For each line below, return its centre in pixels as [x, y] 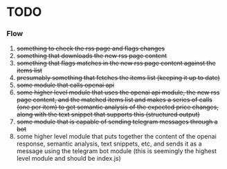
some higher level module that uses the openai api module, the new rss [118, 92]
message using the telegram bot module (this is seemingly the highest [117, 151]
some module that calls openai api [65, 85]
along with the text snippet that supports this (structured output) [108, 115]
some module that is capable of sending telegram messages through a [117, 122]
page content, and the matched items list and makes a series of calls [114, 100]
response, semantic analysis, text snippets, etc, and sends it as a [109, 144]
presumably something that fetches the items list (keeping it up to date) [118, 78]
